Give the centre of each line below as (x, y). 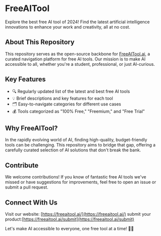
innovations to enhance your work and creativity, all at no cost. (68, 27)
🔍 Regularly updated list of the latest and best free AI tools (71, 91)
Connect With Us (31, 202)
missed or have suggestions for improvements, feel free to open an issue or (81, 182)
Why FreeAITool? (32, 128)
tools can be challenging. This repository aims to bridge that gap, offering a (80, 145)
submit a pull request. (27, 187)
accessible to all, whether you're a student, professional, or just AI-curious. (80, 64)
